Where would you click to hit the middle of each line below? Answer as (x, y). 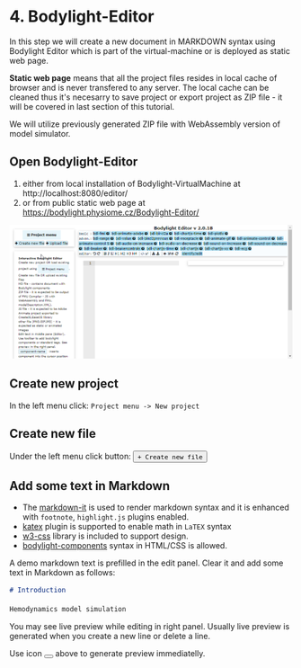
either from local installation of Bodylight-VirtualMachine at (131, 183)
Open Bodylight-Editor (74, 162)
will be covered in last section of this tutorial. (92, 106)
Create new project (64, 384)
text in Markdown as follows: (62, 573)
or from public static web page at (84, 202)
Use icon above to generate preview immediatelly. (107, 654)
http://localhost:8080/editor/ (75, 193)
